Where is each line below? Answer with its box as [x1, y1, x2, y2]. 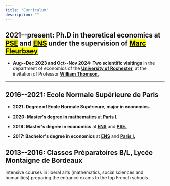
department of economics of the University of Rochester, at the [12, 65, 147, 71]
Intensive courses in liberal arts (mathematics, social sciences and [5, 169, 144, 175]
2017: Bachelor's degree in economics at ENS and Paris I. [12, 133, 136, 139]
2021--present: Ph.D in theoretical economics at [5, 31, 161, 40]
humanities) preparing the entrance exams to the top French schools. [5, 174, 150, 180]
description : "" [5, 12, 39, 17]
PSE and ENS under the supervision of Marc [5, 39, 146, 47]
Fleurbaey [5, 47, 38, 55]
